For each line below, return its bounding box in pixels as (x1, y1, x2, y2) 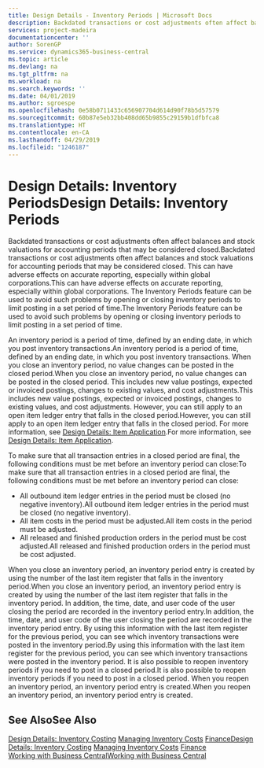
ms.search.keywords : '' (8, 84, 86, 93)
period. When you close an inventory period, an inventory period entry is (8, 582, 241, 591)
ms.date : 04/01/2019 (8, 92, 76, 100)
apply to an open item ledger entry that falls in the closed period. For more (8, 419, 249, 429)
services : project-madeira (8, 26, 97, 34)
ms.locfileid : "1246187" (8, 143, 90, 151)
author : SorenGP (8, 41, 61, 49)
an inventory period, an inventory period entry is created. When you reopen (8, 682, 251, 692)
